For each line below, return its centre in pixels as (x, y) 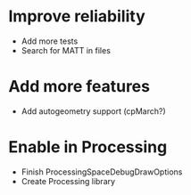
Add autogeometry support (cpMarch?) (93, 111)
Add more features (79, 87)
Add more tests (50, 41)
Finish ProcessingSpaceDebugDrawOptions (102, 172)
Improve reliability (77, 16)
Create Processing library (68, 181)
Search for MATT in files (66, 50)
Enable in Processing (88, 147)
